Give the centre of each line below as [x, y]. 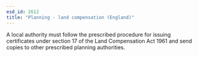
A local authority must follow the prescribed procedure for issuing [89, 34]
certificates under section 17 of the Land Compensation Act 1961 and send [99, 41]
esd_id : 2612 [23, 12]
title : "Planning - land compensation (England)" [70, 17]
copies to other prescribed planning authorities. [66, 47]
